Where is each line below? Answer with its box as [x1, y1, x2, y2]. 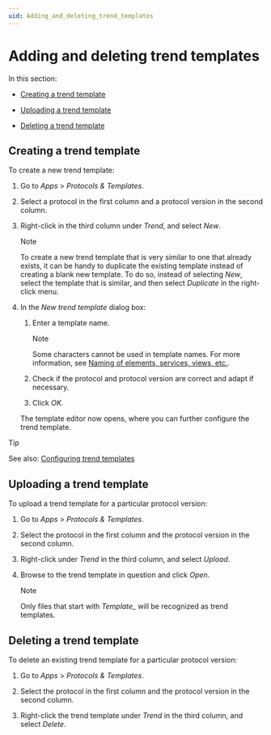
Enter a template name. [32, 318, 110, 328]
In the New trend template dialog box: [19, 303, 146, 312]
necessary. [32, 382, 70, 393]
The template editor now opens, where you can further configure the [19, 414, 250, 423]
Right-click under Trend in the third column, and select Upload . [19, 554, 231, 564]
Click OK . [32, 398, 64, 408]
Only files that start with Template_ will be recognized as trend [19, 601, 229, 611]
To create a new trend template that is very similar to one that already [19, 253, 252, 262]
